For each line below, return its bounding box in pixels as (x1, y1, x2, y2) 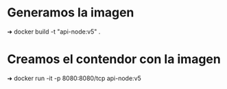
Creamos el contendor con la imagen (7, 51, 221, 67)
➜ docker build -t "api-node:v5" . (7, 27, 101, 36)
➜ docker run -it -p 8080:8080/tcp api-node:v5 (7, 74, 142, 82)
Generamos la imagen (7, 5, 134, 21)
